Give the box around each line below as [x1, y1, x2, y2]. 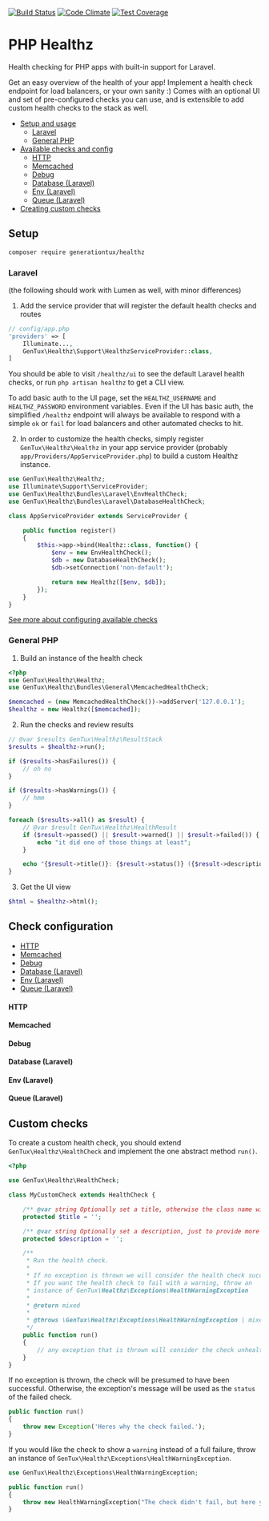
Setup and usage [19, 119, 77, 128]
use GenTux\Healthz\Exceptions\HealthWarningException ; [8, 1468, 199, 1477]
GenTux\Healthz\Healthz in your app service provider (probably [19, 443, 228, 453]
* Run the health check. [26, 1257, 110, 1265]
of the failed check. [8, 1392, 72, 1402]
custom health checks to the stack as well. [8, 103, 149, 112]
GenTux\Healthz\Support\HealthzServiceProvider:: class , [22, 347, 214, 356]
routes [19, 309, 42, 319]
